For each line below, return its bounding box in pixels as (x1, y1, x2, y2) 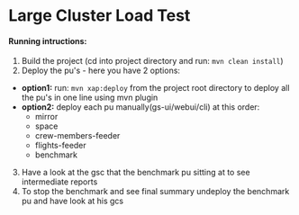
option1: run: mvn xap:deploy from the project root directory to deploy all (21, 83, 290, 94)
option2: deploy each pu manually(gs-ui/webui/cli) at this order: (21, 102, 260, 112)
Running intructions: (8, 35, 87, 46)
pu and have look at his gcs (21, 195, 124, 207)
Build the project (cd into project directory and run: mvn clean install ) (21, 56, 285, 67)
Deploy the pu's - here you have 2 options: (21, 65, 181, 76)
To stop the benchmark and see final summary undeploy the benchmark (21, 186, 290, 197)
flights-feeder (34, 140, 86, 151)
